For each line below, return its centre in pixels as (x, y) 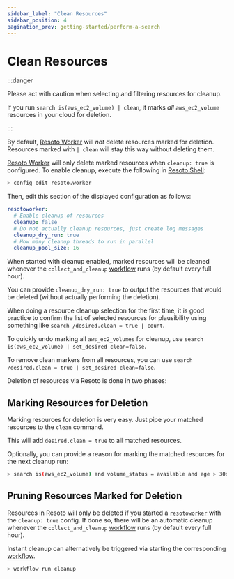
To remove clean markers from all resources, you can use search (100, 360)
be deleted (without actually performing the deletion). (84, 297)
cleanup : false (36, 222)
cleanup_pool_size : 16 (46, 248)
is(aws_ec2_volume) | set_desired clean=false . (77, 347)
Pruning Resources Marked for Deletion (95, 496)
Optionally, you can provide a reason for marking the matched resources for (116, 454)
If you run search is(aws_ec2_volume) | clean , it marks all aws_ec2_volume (114, 107)
